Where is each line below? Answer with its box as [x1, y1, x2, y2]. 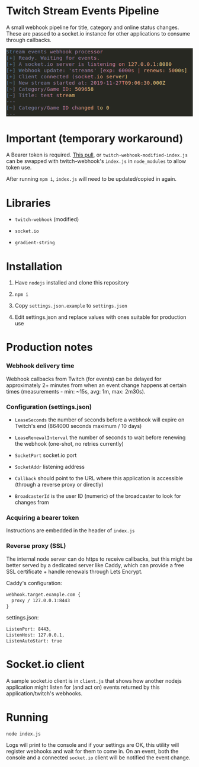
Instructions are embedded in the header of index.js [6, 527, 135, 534]
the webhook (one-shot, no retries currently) [14, 440, 124, 448]
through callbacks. [6, 36, 52, 43]
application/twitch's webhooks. [6, 689, 83, 697]
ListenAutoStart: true [6, 638, 62, 644]
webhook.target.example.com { [6, 592, 81, 597]
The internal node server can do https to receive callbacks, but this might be [6, 555, 192, 563]
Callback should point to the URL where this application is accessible [14, 475, 184, 482]
